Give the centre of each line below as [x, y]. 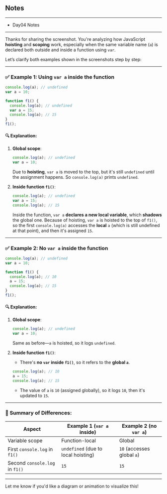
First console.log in [30, 449]
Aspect [32, 429]
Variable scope [25, 440]
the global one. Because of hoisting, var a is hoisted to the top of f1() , [85, 220]
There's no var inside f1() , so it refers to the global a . [75, 362]
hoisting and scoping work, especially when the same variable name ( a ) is [82, 44]
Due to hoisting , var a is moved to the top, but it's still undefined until [83, 172]
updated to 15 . [35, 395]
